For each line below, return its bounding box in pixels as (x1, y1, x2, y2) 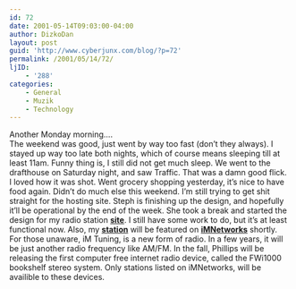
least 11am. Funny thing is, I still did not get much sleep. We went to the (9, 157, 271, 168)
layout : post (9, 38, 58, 47)
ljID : (9, 64, 30, 72)
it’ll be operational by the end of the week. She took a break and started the (9, 205, 288, 216)
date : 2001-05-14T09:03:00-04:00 (9, 21, 134, 30)
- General (25, 88, 63, 97)
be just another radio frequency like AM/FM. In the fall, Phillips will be (9, 243, 265, 254)
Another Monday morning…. (9, 129, 114, 140)
